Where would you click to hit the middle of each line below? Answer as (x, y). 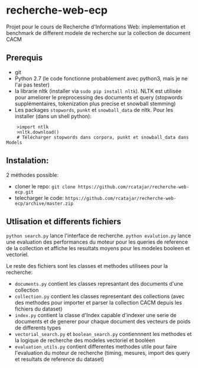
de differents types (38, 328)
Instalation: (27, 161)
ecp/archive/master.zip (44, 204)
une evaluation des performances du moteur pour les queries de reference (97, 242)
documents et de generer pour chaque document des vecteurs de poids (103, 322)
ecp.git (24, 192)
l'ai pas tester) (32, 85)
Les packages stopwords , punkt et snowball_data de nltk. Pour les (94, 109)
